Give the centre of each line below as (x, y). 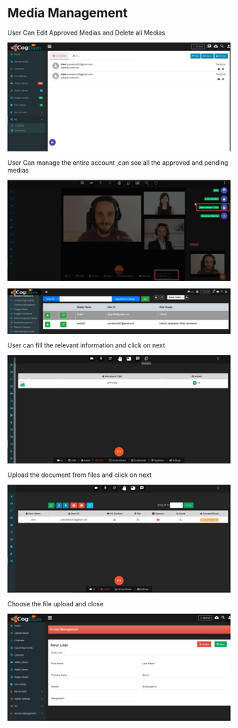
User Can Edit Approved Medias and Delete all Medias (86, 33)
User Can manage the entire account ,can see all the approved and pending (118, 163)
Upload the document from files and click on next (80, 475)
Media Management (68, 13)
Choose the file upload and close (56, 604)
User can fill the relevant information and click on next (86, 345)
